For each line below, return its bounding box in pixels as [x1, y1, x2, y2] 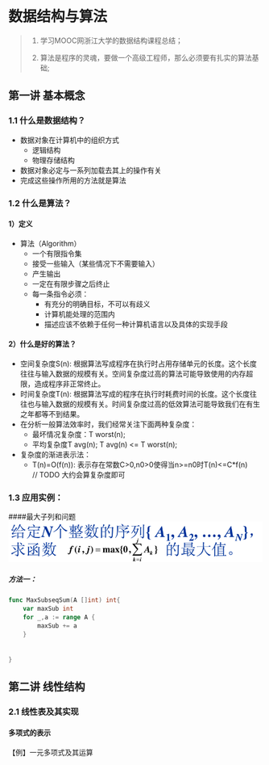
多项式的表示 [8, 728, 51, 738]
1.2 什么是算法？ [8, 197, 72, 208]
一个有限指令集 [31, 248, 82, 259]
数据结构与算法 [8, 7, 108, 26]
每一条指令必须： [31, 288, 89, 299]
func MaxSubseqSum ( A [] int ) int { [8, 596, 121, 604]
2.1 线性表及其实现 [8, 706, 79, 717]
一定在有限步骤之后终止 [31, 279, 110, 288]
